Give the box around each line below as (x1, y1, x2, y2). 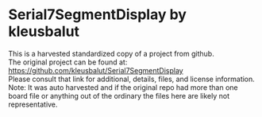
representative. (8, 99, 58, 109)
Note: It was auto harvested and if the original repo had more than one (8, 82, 238, 92)
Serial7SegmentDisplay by (8, 6, 187, 24)
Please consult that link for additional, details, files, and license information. (8, 74, 256, 84)
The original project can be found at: (8, 57, 128, 67)
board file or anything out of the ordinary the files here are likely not (8, 91, 230, 100)
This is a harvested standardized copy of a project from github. (8, 49, 214, 58)
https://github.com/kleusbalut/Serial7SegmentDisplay (8, 65, 184, 75)
